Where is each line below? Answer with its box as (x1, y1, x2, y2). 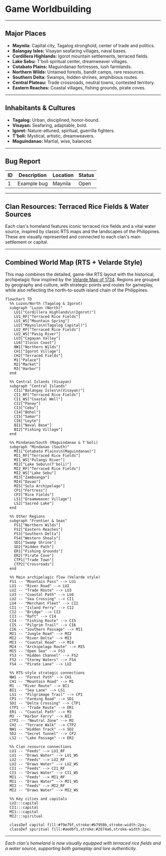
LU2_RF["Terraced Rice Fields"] (14, 327, 81, 332)
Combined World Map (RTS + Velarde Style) (5, 258, 143, 267)
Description (18, 172, 47, 179)
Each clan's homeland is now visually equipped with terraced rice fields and (5, 840, 161, 846)
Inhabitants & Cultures (5, 104, 76, 112)
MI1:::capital (9, 809, 39, 814)
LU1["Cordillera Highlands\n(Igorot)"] (14, 310, 96, 315)
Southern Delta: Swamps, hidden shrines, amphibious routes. (12, 74, 138, 80)
